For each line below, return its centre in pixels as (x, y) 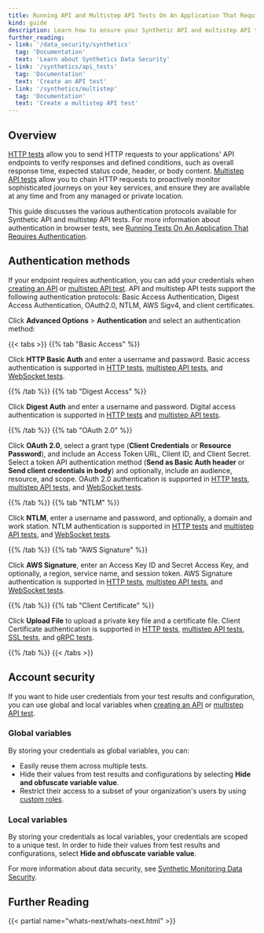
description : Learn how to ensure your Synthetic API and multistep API (130, 30)
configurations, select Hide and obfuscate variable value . (102, 853)
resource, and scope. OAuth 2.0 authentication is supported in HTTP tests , (129, 479)
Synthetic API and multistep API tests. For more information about (114, 219)
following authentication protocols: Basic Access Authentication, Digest (124, 297)
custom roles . (42, 799)
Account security (52, 678)
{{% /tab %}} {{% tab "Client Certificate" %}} (81, 605)
